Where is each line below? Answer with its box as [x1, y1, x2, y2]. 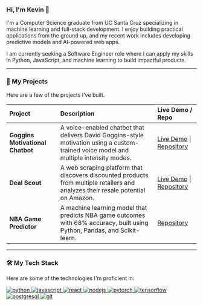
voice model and [82, 146, 129, 154]
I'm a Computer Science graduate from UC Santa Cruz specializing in [6, 19, 179, 27]
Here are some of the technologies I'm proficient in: [6, 275, 135, 282]
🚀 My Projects [6, 77, 48, 86]
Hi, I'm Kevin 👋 [6, 5, 50, 14]
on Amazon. [60, 194, 95, 202]
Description [60, 109, 95, 117]
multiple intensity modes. [60, 154, 132, 162]
